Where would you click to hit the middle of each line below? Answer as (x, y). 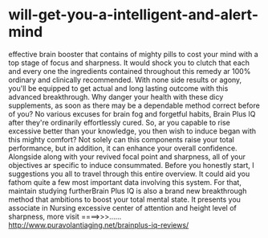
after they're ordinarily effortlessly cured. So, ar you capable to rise (119, 122)
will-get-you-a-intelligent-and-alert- (134, 15)
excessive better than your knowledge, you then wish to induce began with (132, 131)
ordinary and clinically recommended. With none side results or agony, (125, 80)
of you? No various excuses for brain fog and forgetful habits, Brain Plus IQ (132, 113)
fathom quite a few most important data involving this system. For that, (125, 182)
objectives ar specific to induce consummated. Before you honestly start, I (131, 165)
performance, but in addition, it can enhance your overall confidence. (123, 148)
